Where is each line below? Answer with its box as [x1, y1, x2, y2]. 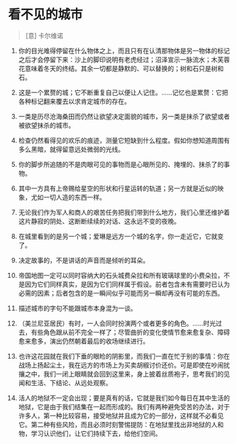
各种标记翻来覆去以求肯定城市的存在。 [18, 97, 131, 105]
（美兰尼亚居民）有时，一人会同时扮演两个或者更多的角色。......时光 [18, 319, 216, 327]
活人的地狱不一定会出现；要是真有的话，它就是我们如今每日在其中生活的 [18, 394, 230, 402]
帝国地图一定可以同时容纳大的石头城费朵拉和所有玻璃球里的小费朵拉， [18, 271, 224, 279]
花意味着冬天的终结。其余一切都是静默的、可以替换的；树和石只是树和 [18, 64, 224, 72]
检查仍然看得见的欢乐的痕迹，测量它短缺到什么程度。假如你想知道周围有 [18, 136, 230, 144]
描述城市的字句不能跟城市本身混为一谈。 [18, 303, 137, 313]
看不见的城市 [8, 6, 84, 23]
